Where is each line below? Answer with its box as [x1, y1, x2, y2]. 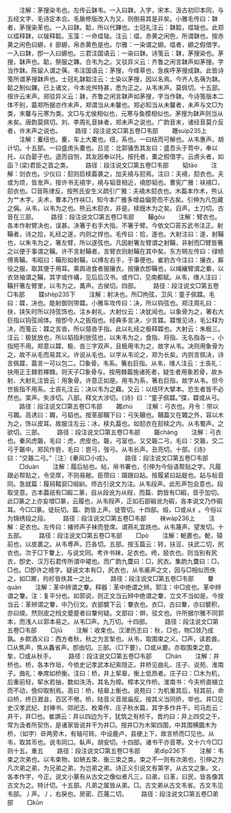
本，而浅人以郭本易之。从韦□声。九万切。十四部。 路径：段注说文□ [7, 617, 213, 626]
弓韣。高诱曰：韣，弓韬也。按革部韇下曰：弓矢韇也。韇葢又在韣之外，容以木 [7, 411, 224, 419]
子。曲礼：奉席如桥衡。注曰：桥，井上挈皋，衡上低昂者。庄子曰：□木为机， [7, 669, 223, 677]
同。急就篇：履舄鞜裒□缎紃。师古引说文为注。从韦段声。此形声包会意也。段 [7, 480, 223, 488]
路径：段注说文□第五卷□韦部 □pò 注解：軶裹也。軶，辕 [38, 531, 223, 539]
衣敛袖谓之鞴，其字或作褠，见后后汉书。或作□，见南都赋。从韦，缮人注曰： [7, 273, 223, 281]
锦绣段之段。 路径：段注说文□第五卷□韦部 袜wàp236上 [12, 514, 196, 522]
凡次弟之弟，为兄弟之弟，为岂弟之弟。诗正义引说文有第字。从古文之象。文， [7, 764, 224, 772]
